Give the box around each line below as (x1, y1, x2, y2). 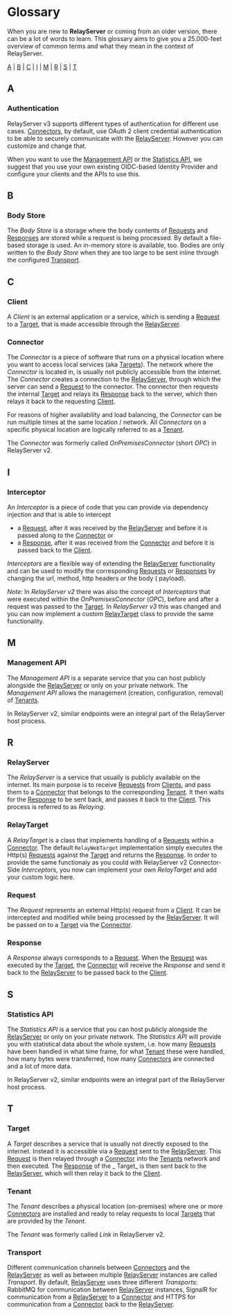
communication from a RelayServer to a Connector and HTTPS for (7, 1293, 196, 1301)
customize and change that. (7, 142, 87, 150)
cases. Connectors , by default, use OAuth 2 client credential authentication (7, 126, 222, 135)
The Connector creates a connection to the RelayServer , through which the (7, 375, 222, 384)
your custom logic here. (7, 872, 75, 881)
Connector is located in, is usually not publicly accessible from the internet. (7, 368, 222, 376)
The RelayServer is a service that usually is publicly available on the (7, 773, 201, 781)
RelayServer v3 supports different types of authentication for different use (7, 119, 219, 128)
